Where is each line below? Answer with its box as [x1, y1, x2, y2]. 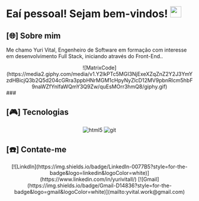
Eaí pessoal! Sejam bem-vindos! [6, 7, 168, 21]
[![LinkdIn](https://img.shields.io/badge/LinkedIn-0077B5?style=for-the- [11, 163, 188, 170]
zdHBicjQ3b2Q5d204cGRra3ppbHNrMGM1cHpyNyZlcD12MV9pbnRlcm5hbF [6, 77, 193, 84]
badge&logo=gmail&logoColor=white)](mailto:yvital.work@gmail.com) [14, 189, 185, 196]
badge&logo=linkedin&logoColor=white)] [49, 170, 150, 177]
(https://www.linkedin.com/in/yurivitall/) [40, 176, 137, 183]
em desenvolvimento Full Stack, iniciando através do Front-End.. [6, 53, 163, 59]
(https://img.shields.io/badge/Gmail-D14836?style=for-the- [27, 182, 172, 189]
